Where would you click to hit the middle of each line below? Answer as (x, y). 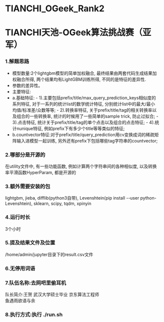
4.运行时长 (18, 217)
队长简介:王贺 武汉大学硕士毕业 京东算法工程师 (52, 294)
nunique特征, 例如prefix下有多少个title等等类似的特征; (71, 128)
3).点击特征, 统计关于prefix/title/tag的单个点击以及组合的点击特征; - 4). (83, 122)
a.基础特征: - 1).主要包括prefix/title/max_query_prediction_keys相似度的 (84, 98)
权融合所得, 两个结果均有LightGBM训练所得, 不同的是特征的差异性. (79, 79)
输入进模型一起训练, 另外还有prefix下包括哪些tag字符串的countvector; (87, 141)
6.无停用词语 (20, 268)
